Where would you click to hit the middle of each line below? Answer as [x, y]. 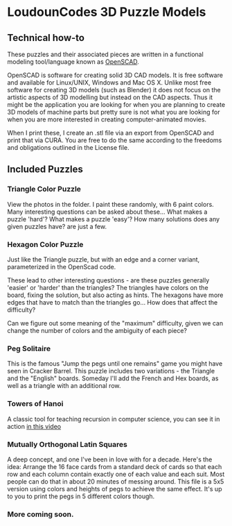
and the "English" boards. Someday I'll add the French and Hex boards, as [113, 378]
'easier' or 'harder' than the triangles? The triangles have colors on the [108, 287]
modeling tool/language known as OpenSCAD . [73, 62]
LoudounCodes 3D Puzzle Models [107, 12]
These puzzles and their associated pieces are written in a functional [106, 54]
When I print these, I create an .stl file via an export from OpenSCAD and [111, 133]
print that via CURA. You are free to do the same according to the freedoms [115, 140]
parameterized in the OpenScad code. [62, 266]
